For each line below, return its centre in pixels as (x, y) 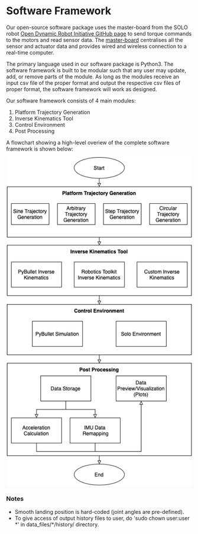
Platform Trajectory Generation (52, 112)
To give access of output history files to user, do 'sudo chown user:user (102, 518)
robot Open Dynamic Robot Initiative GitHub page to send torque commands (99, 33)
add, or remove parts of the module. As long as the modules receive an (92, 76)
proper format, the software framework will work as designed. (82, 89)
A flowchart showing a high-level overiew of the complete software (88, 142)
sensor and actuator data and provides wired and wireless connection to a (97, 46)
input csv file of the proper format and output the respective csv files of (93, 83)
